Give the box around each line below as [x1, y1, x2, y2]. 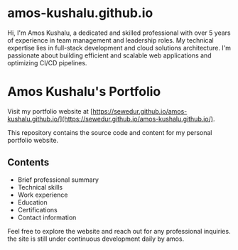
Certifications [17, 205, 58, 214]
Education [17, 197, 48, 207]
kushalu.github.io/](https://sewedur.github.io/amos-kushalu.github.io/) [7, 114, 214, 123]
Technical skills [17, 183, 63, 191]
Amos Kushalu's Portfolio [7, 84, 161, 100]
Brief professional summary [17, 175, 99, 184]
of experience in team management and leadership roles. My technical [7, 36, 215, 44]
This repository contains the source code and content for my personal [7, 128, 212, 136]
